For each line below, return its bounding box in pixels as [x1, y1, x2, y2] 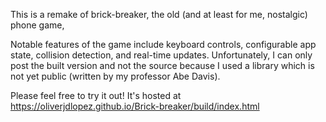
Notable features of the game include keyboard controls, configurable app [10, 39, 317, 50]
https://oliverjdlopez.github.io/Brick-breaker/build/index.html [10, 100, 260, 112]
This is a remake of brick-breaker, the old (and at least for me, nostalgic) [10, 9, 308, 20]
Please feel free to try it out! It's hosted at [10, 90, 182, 101]
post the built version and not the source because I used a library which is [10, 60, 315, 71]
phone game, [10, 19, 65, 31]
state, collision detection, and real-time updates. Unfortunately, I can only [10, 49, 313, 61]
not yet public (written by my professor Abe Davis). [10, 70, 221, 82]
